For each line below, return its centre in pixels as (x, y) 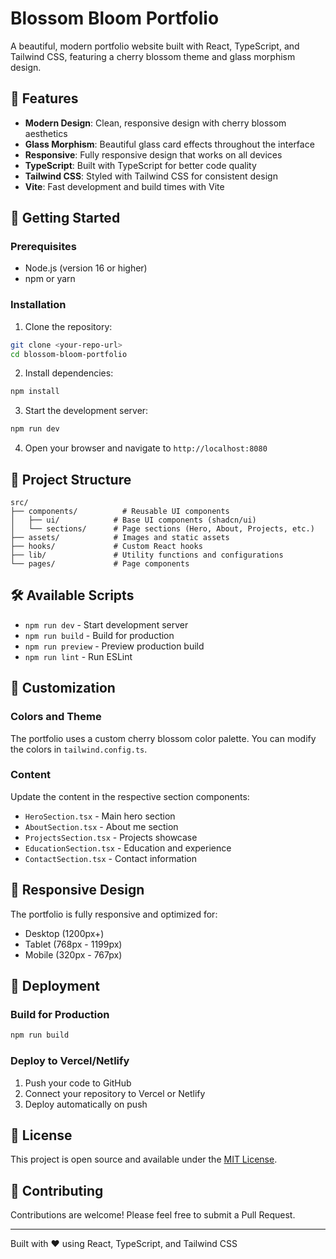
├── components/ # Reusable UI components (120, 512)
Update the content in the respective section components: (130, 796)
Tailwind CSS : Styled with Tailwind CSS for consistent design (151, 176)
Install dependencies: (69, 373)
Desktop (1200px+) (64, 933)
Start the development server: (86, 411)
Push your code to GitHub (78, 1083)
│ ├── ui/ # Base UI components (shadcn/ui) (133, 520)
